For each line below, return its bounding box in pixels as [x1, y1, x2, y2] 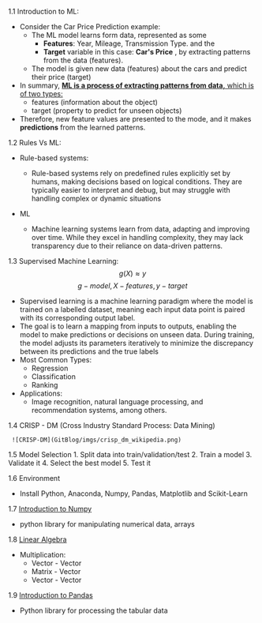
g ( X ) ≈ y [118, 268, 147, 278]
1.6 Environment [8, 474, 61, 482]
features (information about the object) [31, 98, 158, 107]
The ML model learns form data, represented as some [31, 31, 207, 39]
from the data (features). [43, 55, 124, 65]
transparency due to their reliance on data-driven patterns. [31, 241, 223, 250]
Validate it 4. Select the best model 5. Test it [8, 458, 152, 467]
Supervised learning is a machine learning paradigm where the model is [19, 296, 254, 306]
